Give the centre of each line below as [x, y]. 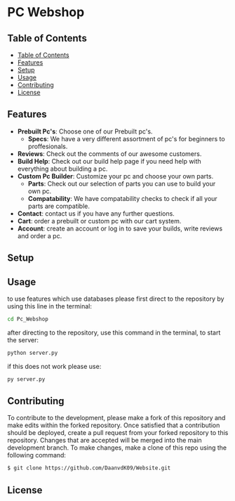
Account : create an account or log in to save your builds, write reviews [120, 228]
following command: [37, 455]
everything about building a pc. [62, 169]
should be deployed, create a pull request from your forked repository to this [118, 433]
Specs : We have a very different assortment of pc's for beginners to [127, 138]
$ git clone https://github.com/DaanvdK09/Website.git [89, 468]
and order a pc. [40, 235]
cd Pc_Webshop [28, 319]
